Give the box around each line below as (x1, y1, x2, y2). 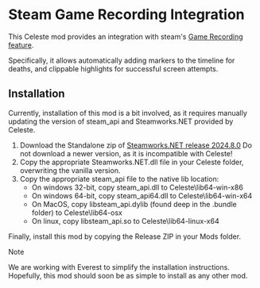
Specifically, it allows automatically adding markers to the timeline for (8, 56, 235, 65)
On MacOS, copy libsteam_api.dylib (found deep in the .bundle (31, 199, 237, 209)
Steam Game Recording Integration (8, 6, 245, 24)
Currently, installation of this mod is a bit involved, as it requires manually (8, 108, 248, 117)
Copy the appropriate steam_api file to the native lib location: (19, 174, 219, 183)
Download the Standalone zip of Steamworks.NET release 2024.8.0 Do (19, 140, 253, 150)
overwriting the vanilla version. (19, 165, 121, 175)
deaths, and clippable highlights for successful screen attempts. (8, 63, 219, 73)
